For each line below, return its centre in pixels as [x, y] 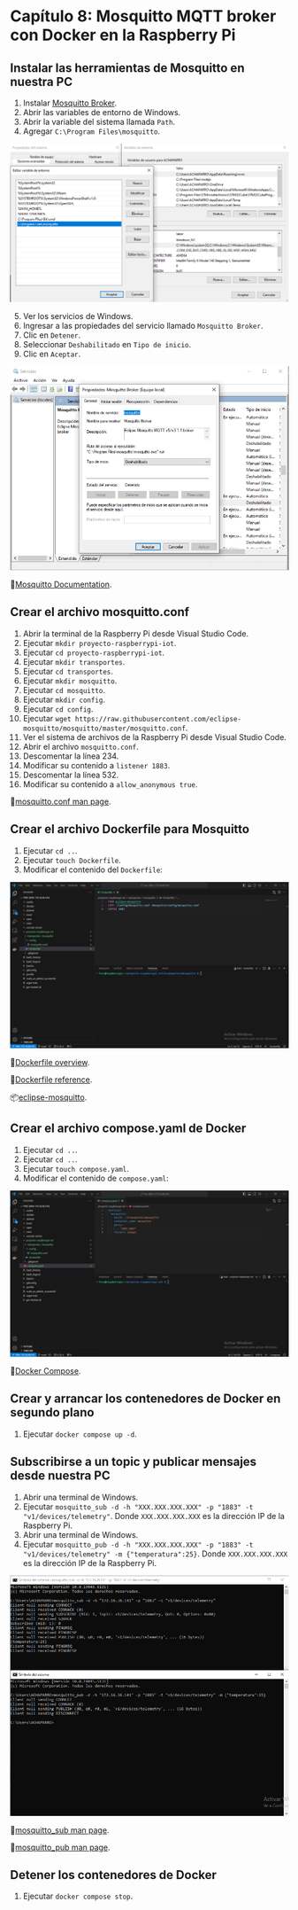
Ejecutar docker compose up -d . [80, 1434]
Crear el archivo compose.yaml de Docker [128, 1129]
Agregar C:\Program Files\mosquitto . [92, 131]
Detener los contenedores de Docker [114, 1875]
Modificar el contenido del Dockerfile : [92, 869]
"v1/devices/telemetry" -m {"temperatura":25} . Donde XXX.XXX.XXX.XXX [155, 1554]
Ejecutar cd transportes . [68, 671]
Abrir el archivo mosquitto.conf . [81, 746]
